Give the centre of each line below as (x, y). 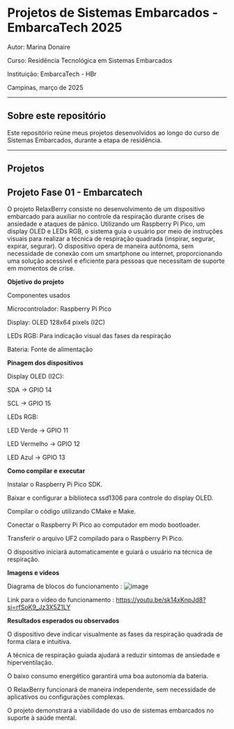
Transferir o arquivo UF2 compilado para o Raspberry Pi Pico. (95, 538)
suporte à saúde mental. (42, 718)
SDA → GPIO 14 (30, 390)
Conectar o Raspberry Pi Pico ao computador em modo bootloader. (104, 525)
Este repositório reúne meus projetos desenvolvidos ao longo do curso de (113, 132)
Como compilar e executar (46, 470)
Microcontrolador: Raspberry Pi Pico (59, 309)
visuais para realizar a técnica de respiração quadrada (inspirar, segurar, (111, 238)
